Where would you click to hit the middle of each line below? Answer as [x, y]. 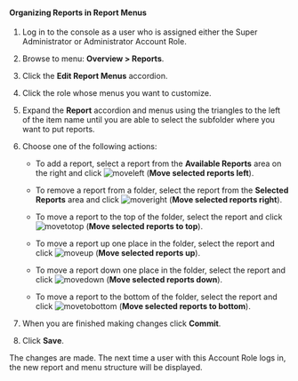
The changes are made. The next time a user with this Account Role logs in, [148, 358]
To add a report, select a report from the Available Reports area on [158, 163]
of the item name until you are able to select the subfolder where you [149, 120]
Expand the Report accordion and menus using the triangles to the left [151, 110]
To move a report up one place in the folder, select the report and [155, 243]
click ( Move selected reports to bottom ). [143, 306]
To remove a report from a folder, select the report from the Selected [162, 190]
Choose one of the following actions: [89, 147]
